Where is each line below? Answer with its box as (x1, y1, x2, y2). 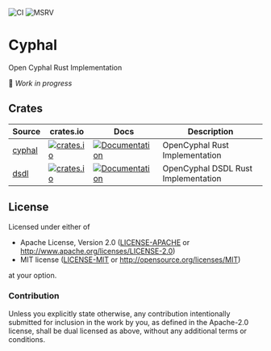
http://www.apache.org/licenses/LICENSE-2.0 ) (19, 246, 176, 256)
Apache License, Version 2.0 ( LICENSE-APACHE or (19, 237, 190, 247)
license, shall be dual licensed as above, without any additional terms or (8, 326, 248, 336)
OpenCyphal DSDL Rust (162, 163, 252, 174)
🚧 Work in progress (8, 78, 73, 88)
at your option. (8, 270, 57, 280)
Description (187, 125, 234, 137)
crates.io (49, 125, 85, 137)
